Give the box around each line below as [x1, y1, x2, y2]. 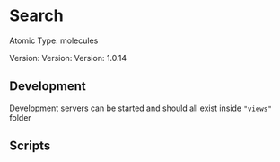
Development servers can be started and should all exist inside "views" [9, 103, 272, 113]
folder [9, 112, 31, 122]
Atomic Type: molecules [9, 35, 99, 46]
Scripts [9, 139, 51, 154]
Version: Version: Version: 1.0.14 [9, 52, 127, 63]
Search [9, 5, 65, 26]
